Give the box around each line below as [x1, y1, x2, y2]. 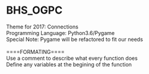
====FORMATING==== [6, 48, 65, 55]
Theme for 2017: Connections [6, 23, 79, 30]
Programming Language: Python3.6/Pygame [6, 29, 115, 36]
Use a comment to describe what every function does [6, 54, 138, 62]
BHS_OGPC [6, 4, 63, 17]
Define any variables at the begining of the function [6, 60, 132, 68]
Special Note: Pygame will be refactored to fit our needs [6, 36, 144, 43]
